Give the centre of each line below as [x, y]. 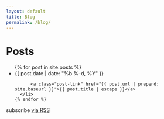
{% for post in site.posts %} [48, 67]
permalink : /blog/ [28, 22]
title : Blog [20, 17]
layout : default [26, 11]
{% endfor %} [30, 100]
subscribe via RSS [28, 110]
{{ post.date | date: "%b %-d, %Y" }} [59, 73]
